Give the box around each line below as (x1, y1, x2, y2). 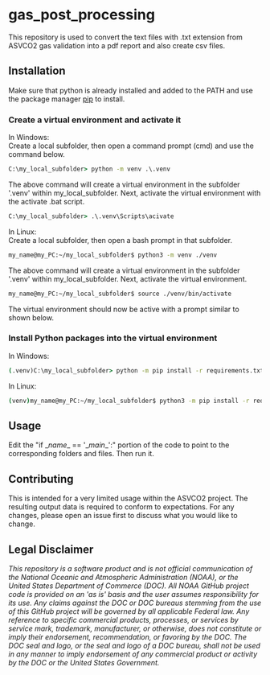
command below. (8, 150, 66, 159)
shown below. (8, 312, 55, 323)
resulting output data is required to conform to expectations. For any (8, 502, 235, 512)
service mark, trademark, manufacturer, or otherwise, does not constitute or (8, 624, 262, 633)
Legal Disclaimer (8, 542, 94, 556)
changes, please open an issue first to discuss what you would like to (8, 511, 239, 521)
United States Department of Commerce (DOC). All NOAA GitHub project (8, 581, 249, 591)
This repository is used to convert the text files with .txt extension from (8, 32, 243, 42)
